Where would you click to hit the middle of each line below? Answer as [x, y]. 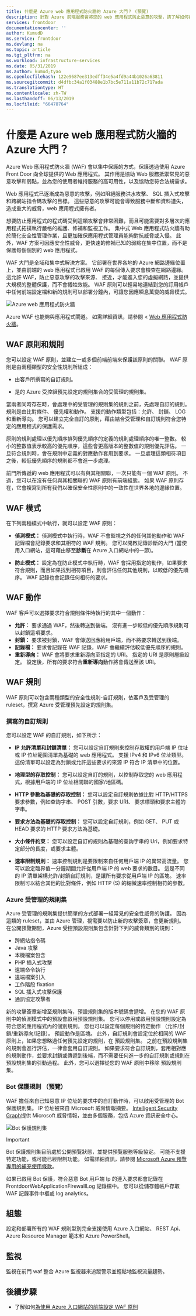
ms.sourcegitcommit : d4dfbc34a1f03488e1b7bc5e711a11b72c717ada [85, 83]
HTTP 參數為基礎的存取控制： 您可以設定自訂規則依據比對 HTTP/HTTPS [101, 794]
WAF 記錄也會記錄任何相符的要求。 [68, 577]
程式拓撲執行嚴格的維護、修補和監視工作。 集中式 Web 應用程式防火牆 [95, 228]
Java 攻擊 [26, 948]
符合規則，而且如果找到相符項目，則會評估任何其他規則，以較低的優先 [99, 570]
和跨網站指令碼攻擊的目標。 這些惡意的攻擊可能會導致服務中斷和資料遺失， [96, 201]
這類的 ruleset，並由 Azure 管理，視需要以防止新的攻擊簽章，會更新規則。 [95, 921]
